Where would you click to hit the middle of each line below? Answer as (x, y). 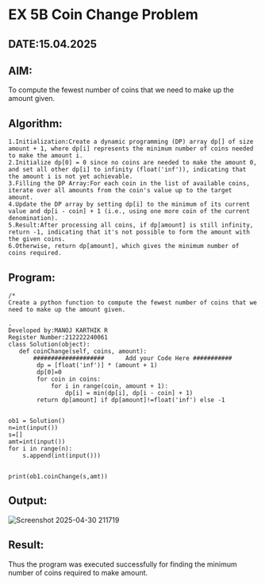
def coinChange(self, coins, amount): (83, 351)
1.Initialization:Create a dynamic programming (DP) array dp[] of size (131, 142)
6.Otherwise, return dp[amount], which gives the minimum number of (124, 246)
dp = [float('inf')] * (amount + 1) (97, 366)
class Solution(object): (49, 345)
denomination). (33, 219)
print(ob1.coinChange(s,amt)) (58, 477)
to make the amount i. (46, 156)
